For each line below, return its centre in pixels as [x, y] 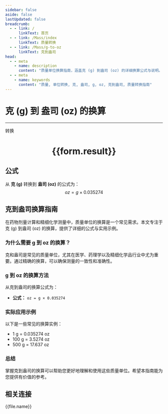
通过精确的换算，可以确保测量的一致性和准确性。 [64, 261]
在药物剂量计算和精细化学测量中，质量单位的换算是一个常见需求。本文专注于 [84, 222]
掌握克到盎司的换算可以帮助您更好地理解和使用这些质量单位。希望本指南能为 [84, 370]
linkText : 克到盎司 [37, 52]
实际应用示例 [21, 312]
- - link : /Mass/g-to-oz [35, 47]
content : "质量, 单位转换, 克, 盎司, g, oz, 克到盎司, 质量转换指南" [85, 84]
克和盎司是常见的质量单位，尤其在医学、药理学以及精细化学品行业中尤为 [79, 255]
